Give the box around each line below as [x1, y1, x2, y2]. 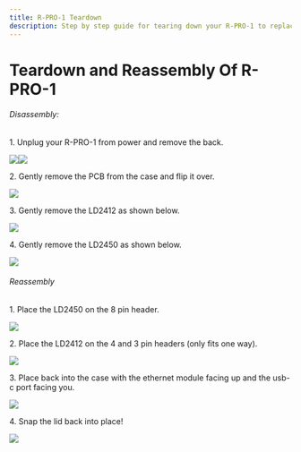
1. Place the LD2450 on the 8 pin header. [9, 304, 159, 315]
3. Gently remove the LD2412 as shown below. [9, 205, 180, 216]
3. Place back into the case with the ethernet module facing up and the [9, 372, 271, 383]
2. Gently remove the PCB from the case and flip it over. [9, 171, 215, 182]
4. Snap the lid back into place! [9, 416, 124, 427]
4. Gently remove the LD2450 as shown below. [9, 239, 182, 250]
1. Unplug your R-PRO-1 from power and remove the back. [9, 136, 224, 148]
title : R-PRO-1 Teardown [9, 13, 102, 22]
